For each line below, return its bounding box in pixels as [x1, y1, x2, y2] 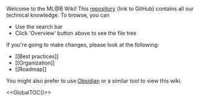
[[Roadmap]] [14, 66, 47, 73]
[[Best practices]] [14, 53, 59, 60]
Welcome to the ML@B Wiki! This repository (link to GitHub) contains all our [6, 5, 194, 12]
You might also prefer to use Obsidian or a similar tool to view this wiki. [6, 78, 182, 84]
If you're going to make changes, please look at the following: [6, 41, 160, 48]
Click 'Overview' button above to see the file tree [14, 29, 137, 37]
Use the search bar [14, 23, 63, 30]
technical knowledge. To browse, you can [6, 11, 110, 19]
